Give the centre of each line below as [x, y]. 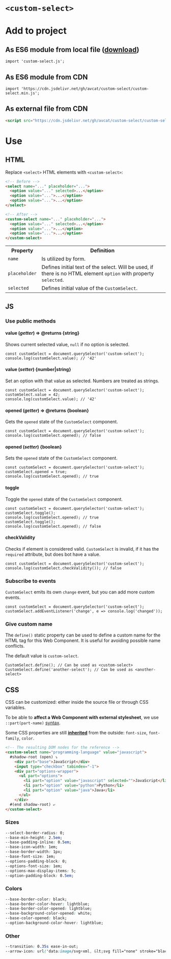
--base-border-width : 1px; [34, 852]
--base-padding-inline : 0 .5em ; [38, 842]
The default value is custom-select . [42, 656]
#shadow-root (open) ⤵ [34, 757]
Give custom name [29, 624]
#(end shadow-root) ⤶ [33, 804]
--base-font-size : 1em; [31, 857]
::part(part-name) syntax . [33, 723]
